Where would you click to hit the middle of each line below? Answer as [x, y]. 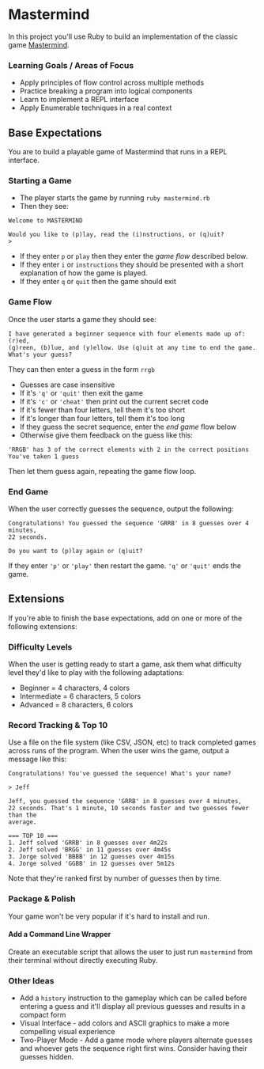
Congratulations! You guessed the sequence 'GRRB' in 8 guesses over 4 [128, 523]
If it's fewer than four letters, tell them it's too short [102, 410]
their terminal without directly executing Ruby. [83, 960]
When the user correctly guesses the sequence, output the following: [121, 509]
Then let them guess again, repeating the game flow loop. [102, 471]
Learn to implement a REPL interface [79, 100]
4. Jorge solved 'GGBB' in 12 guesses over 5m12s [92, 864]
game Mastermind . [39, 44]
